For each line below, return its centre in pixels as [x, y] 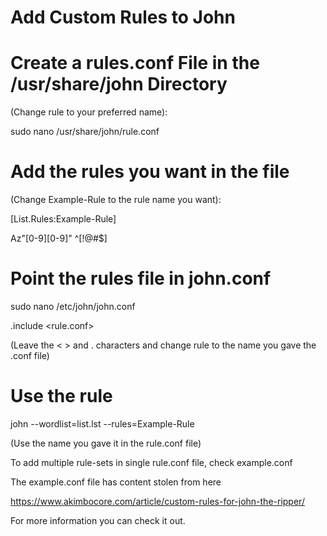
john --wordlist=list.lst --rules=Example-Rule [102, 423]
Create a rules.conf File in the [135, 63]
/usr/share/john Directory [119, 84]
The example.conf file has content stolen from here [116, 482]
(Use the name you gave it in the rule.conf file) [106, 443]
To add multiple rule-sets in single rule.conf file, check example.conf [151, 462]
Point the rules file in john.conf [141, 278]
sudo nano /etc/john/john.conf [73, 306]
